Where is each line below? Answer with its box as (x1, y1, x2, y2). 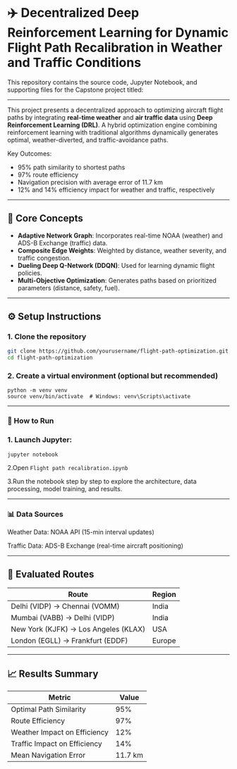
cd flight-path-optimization (7, 355, 93, 362)
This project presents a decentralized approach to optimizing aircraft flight (7, 106, 224, 114)
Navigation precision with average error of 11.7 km (17, 178, 164, 186)
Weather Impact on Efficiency (11, 727, 109, 737)
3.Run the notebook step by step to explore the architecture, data (7, 476, 197, 486)
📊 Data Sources (7, 509, 63, 519)
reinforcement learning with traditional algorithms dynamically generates (7, 128, 219, 137)
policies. (17, 269, 42, 277)
